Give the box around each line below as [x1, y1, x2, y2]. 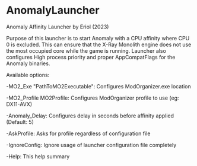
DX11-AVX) [6, 100, 33, 107]
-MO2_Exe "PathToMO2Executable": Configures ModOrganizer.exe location [6, 82, 191, 90]
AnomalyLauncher [6, 4, 100, 17]
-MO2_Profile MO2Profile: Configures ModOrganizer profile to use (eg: [6, 94, 179, 101]
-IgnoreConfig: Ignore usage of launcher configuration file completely [6, 141, 177, 148]
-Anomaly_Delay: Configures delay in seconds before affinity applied [6, 112, 174, 119]
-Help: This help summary [6, 152, 70, 160]
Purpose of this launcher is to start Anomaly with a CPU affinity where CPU [6, 34, 190, 41]
